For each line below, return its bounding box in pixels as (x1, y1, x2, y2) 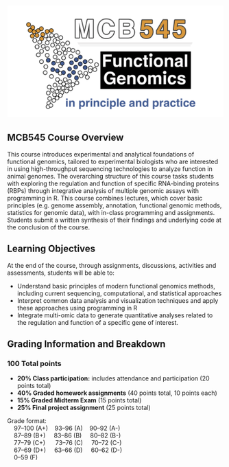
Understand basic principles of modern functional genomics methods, (16, 282, 216, 290)
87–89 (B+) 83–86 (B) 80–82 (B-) (13, 431, 121, 440)
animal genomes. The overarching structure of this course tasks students (7, 172, 215, 180)
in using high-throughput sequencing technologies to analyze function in (7, 164, 213, 173)
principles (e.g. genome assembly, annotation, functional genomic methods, (7, 201, 222, 209)
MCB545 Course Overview (7, 132, 124, 144)
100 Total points (7, 359, 62, 369)
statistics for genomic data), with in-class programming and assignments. (7, 208, 215, 216)
